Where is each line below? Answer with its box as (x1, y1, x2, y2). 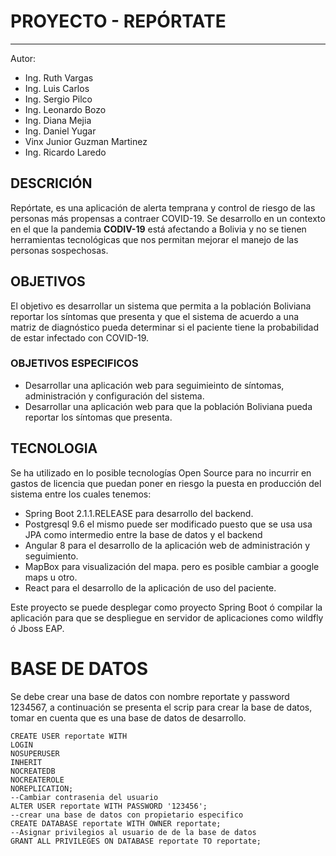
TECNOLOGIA (10, 440, 98, 457)
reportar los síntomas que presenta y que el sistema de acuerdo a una (10, 310, 300, 322)
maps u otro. (24, 571, 78, 583)
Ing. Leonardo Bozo (24, 103, 107, 115)
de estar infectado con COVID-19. (10, 331, 150, 344)
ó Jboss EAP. (10, 622, 65, 634)
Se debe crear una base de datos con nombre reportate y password (10, 690, 290, 702)
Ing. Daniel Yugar (24, 125, 97, 137)
